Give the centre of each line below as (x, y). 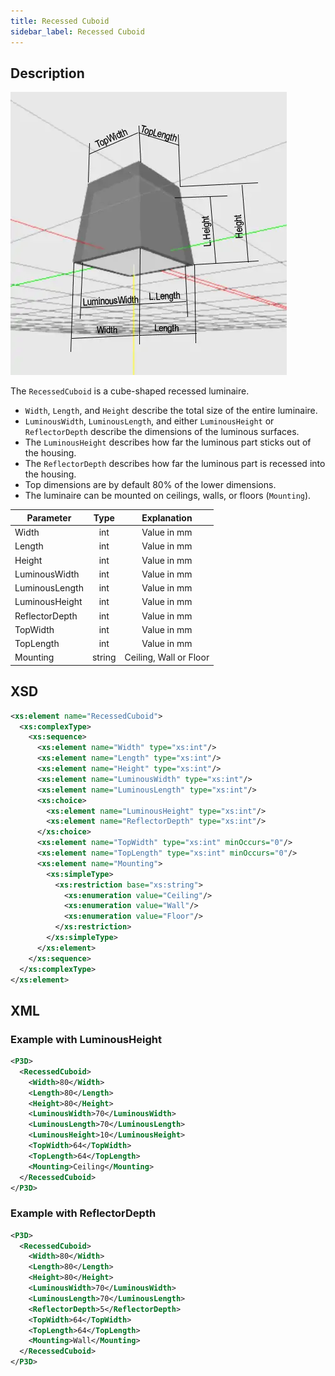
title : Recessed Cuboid (60, 21)
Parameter (49, 517)
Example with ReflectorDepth (83, 1213)
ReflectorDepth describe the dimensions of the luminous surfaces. (162, 432)
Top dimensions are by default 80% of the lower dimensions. (150, 485)
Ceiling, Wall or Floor (167, 657)
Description (47, 73)
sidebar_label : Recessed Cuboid (77, 31)
